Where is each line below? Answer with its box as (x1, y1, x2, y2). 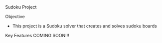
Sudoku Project (5, 4, 37, 10)
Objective (5, 14, 25, 19)
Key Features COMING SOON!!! (5, 33, 70, 38)
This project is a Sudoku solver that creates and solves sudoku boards (12, 23, 157, 29)
